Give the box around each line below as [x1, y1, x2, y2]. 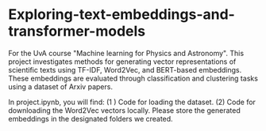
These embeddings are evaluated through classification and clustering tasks [8, 73, 258, 83]
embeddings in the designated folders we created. [8, 114, 173, 123]
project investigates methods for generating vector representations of [8, 57, 237, 66]
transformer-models [8, 22, 145, 40]
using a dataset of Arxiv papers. [8, 81, 114, 92]
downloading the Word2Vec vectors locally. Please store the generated [8, 105, 241, 115]
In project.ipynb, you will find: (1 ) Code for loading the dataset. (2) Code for [8, 97, 256, 107]
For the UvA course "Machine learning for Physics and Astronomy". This [8, 48, 245, 58]
